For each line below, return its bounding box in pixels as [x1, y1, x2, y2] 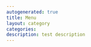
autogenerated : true [6, 9, 59, 15]
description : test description [6, 32, 86, 38]
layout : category [6, 20, 50, 26]
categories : [6, 26, 36, 32]
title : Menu [6, 15, 36, 21]
